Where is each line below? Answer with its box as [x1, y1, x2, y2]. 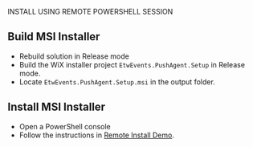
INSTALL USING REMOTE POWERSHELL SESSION [7, 7, 173, 16]
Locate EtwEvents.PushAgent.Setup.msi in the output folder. [18, 76, 216, 87]
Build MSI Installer [7, 30, 100, 43]
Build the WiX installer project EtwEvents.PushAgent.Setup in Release [18, 59, 246, 69]
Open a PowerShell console [18, 121, 112, 131]
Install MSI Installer [7, 100, 106, 114]
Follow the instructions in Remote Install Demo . [18, 130, 174, 140]
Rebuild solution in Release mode [18, 51, 129, 61]
